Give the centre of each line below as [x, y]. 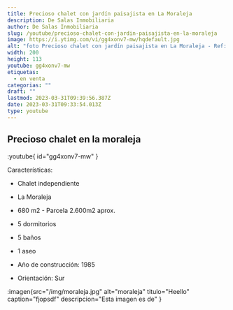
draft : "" [22, 91]
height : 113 [24, 59]
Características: [30, 170]
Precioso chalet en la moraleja [74, 139]
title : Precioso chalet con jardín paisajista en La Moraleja [100, 14]
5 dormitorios [37, 223]
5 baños [29, 237]
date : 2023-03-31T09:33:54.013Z [54, 105]
